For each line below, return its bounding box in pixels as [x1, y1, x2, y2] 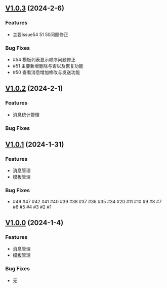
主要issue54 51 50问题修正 [12, 31, 68, 38]
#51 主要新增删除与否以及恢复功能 [12, 63, 83, 69]
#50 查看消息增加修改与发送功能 [12, 69, 80, 75]
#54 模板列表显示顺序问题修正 [12, 56, 76, 62]
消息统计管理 [12, 112, 39, 118]
